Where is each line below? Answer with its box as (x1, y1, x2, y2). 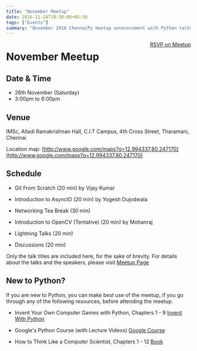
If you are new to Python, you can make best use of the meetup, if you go (6, 291, 184, 298)
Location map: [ (6, 146, 44, 153)
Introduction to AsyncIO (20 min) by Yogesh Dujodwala (14, 195, 148, 203)
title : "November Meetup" (6, 8, 69, 15)
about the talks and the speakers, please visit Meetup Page (6, 259, 150, 266)
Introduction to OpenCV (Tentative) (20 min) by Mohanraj (14, 218, 153, 225)
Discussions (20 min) (14, 241, 66, 248)
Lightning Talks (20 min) (14, 230, 73, 237)
